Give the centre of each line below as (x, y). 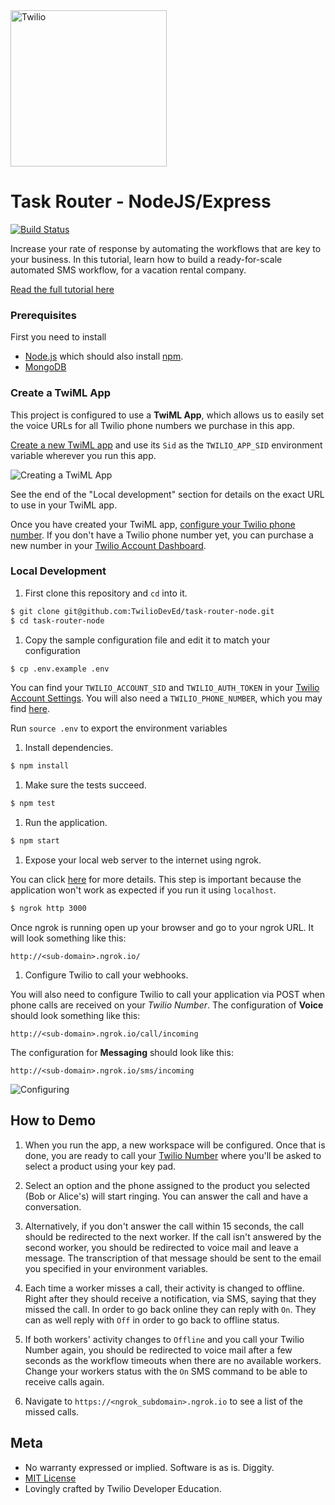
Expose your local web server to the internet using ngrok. (143, 860)
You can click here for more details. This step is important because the (156, 880)
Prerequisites (43, 315)
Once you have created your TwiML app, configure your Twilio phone (153, 524)
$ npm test (33, 804)
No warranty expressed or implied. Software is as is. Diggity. (149, 1467)
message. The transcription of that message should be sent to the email (173, 1258)
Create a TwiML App (61, 393)
